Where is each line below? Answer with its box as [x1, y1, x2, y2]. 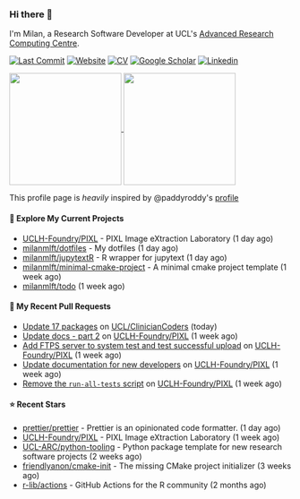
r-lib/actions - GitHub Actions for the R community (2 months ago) [21, 479, 267, 490]
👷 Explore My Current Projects [9, 212, 124, 223]
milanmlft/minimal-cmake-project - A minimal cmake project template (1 [21, 262, 287, 272]
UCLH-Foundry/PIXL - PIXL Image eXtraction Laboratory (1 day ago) [21, 233, 274, 244]
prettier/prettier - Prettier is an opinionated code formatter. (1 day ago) [21, 422, 281, 433]
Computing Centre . [9, 38, 80, 48]
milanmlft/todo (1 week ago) [21, 280, 125, 291]
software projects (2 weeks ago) [21, 451, 142, 461]
